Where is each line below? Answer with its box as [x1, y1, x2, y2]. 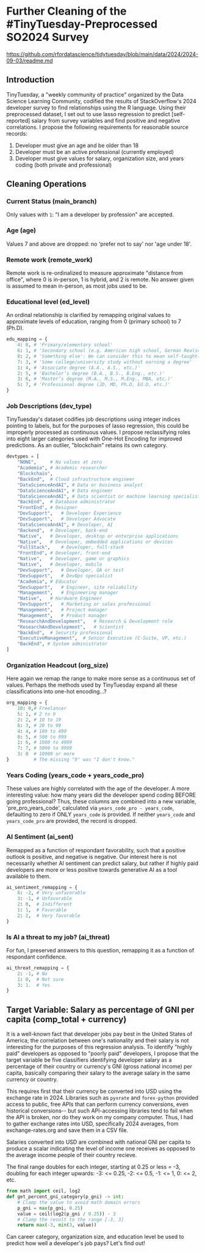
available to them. [6, 872, 51, 880]
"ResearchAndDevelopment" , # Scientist [17, 624, 124, 630]
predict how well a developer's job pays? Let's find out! [6, 1240, 145, 1247]
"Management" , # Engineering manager [17, 590, 119, 596]
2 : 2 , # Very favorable [17, 912, 81, 919]
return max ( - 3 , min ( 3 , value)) [17, 1222, 97, 1229]
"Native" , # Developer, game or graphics [17, 556, 130, 562]
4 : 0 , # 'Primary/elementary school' [17, 342, 113, 348]
